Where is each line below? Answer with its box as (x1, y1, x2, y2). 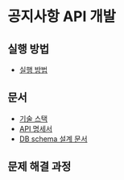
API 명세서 (19, 123, 53, 133)
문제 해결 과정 (7, 160, 72, 174)
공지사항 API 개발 (7, 7, 116, 26)
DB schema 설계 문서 (19, 134, 88, 144)
